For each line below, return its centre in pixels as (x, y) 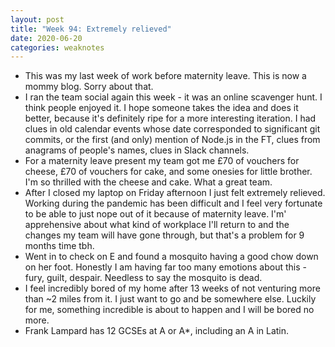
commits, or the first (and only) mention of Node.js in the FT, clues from (172, 140)
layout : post (37, 19)
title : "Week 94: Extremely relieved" (91, 29)
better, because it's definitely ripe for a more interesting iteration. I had (170, 118)
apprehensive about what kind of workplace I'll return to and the (157, 225)
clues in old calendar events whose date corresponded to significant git (172, 129)
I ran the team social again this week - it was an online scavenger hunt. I (173, 97)
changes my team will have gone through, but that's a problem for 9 (164, 235)
